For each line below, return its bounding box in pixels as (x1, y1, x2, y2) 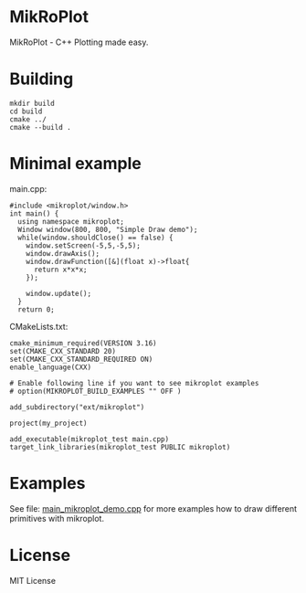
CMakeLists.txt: (9, 321, 69, 332)
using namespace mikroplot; (17, 217, 125, 226)
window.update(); (26, 289, 92, 298)
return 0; (17, 304, 55, 314)
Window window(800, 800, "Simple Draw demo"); (17, 225, 198, 234)
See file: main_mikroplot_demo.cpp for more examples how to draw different (9, 503, 298, 514)
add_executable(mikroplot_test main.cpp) (9, 434, 170, 444)
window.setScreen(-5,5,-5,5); (26, 240, 142, 250)
